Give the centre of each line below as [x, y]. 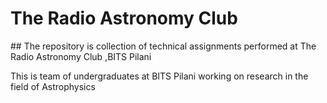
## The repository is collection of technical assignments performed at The [163, 46]
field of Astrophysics [53, 86]
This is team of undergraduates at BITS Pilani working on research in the [159, 76]
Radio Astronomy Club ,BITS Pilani [81, 56]
